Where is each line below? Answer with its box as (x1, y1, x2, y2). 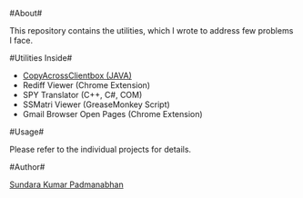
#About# (9, 8, 43, 18)
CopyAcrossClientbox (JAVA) (22, 70, 132, 81)
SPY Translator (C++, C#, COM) (22, 90, 143, 100)
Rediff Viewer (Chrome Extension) (22, 80, 151, 90)
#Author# (9, 162, 45, 172)
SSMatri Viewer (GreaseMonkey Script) (22, 99, 170, 110)
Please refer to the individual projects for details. (9, 144, 192, 154)
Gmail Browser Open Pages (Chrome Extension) (22, 109, 203, 119)
